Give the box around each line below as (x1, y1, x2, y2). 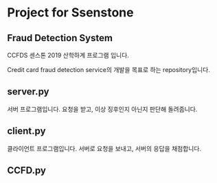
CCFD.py (7, 164, 47, 176)
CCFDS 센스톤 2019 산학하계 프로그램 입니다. (7, 51, 129, 59)
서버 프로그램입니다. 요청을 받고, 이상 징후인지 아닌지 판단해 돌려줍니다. (7, 105, 198, 113)
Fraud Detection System (7, 32, 113, 44)
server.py (7, 86, 49, 97)
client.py (7, 125, 46, 137)
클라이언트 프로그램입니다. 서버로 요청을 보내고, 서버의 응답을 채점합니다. (7, 144, 201, 152)
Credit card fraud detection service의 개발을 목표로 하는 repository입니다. (7, 66, 211, 73)
